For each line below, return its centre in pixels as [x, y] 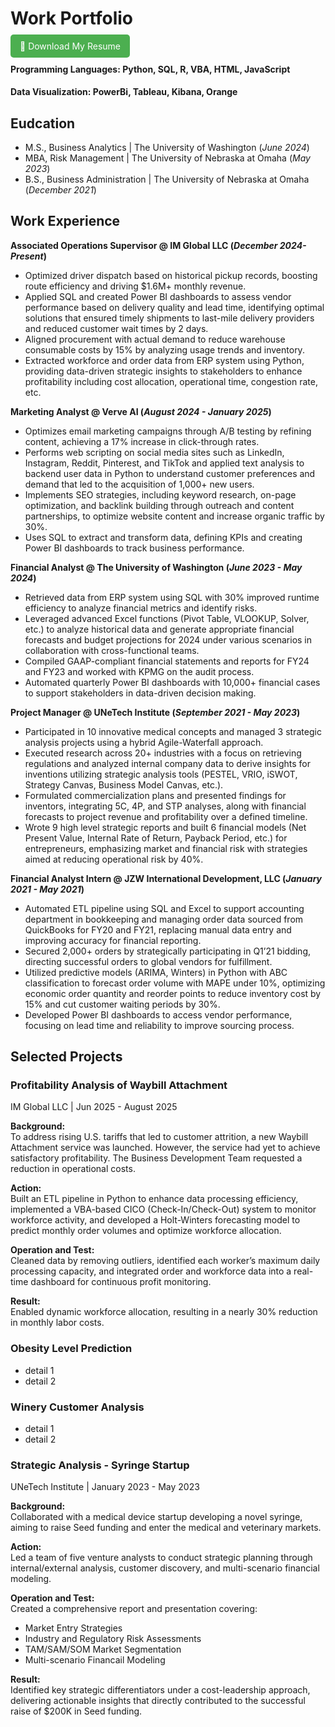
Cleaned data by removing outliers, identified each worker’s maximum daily [165, 1261]
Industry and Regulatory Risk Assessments [113, 1639]
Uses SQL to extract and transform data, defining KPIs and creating [163, 537]
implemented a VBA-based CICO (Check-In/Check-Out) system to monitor [163, 1209]
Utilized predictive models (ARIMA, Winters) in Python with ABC [156, 972]
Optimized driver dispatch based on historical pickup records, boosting [171, 275]
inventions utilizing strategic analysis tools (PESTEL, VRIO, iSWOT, [161, 774]
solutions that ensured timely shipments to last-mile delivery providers [169, 318]
